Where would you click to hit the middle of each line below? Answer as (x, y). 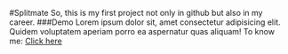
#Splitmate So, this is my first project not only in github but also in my (136, 13)
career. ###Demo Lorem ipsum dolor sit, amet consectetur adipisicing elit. (145, 22)
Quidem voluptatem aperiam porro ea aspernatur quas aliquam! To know (142, 31)
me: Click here (36, 41)
